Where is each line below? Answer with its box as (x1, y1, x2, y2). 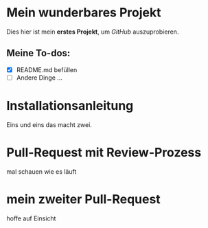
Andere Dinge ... (16, 73, 63, 82)
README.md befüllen (16, 65, 78, 73)
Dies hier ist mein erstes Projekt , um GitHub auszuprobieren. (6, 27, 179, 36)
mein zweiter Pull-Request (6, 191, 161, 207)
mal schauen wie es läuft (6, 167, 77, 176)
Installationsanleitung (6, 98, 134, 114)
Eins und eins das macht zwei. (6, 120, 92, 128)
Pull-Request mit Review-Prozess (6, 145, 202, 160)
